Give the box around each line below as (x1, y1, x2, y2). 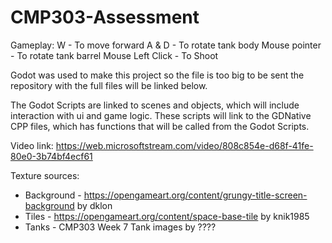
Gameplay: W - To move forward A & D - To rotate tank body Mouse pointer (10, 39, 322, 51)
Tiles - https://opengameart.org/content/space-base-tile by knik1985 (24, 210, 310, 222)
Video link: (10, 139, 54, 151)
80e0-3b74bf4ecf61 (10, 150, 93, 162)
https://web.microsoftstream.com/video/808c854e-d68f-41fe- (55, 139, 314, 151)
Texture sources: (10, 169, 80, 181)
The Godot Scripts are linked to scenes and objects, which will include (10, 99, 300, 111)
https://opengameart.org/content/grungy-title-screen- (83, 189, 308, 201)
